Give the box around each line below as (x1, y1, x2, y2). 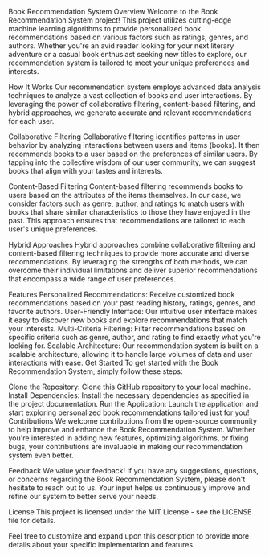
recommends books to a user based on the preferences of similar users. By (8, 149, 259, 158)
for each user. (8, 117, 55, 125)
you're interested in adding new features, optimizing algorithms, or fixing (8, 433, 249, 443)
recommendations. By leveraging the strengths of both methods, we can (8, 257, 248, 266)
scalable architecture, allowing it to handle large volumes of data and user (8, 350, 253, 358)
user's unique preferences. (8, 224, 98, 234)
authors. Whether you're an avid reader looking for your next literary (8, 41, 234, 51)
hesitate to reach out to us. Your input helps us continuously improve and (8, 483, 251, 493)
